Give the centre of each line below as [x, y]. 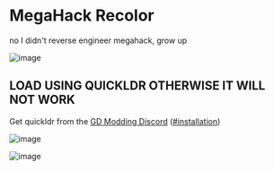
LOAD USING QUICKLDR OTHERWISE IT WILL [137, 86]
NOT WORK [42, 100]
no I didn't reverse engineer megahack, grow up [98, 40]
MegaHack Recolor [82, 16]
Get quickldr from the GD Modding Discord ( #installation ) [115, 121]
